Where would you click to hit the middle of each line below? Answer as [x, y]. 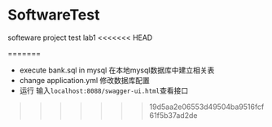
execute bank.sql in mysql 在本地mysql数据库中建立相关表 [117, 70]
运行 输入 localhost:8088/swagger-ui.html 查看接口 [104, 90]
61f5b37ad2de [173, 115]
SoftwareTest [54, 15]
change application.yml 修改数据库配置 [84, 80]
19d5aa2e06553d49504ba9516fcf [207, 107]
